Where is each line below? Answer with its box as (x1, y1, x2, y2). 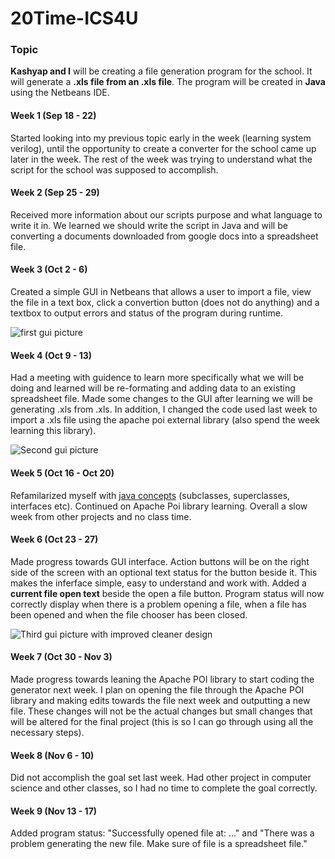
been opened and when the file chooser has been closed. (10, 608, 248, 621)
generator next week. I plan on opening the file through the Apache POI (10, 683, 305, 696)
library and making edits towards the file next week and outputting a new (10, 694, 311, 706)
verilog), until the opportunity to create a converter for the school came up (10, 142, 317, 154)
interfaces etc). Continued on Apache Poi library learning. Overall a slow (10, 500, 308, 512)
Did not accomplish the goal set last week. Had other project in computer (10, 772, 312, 784)
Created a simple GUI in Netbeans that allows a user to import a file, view (10, 286, 312, 298)
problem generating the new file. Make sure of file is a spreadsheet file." (10, 838, 308, 850)
